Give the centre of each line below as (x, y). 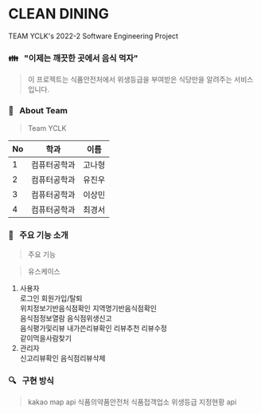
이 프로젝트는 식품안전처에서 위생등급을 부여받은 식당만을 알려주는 (130, 80)
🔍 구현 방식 (31, 380)
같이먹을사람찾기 (45, 338)
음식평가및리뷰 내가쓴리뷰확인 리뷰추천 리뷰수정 (93, 328)
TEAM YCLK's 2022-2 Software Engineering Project (93, 36)
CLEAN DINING (59, 14)
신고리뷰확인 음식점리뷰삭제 (62, 358)
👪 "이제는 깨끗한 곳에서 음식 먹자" (73, 58)
